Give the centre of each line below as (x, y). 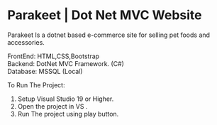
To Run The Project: (36, 85)
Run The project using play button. (68, 114)
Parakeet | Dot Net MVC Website (105, 15)
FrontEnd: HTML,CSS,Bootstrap (54, 56)
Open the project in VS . (52, 106)
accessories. (26, 42)
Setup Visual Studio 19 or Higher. (66, 99)
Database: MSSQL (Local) (45, 71)
